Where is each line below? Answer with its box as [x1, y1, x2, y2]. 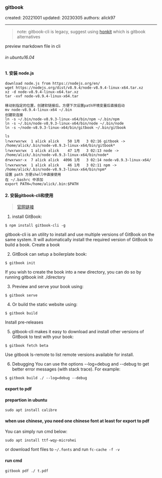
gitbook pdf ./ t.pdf [5, 468, 49, 473]
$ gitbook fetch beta [5, 343, 49, 348]
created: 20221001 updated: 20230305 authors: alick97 [5, 15, 116, 21]
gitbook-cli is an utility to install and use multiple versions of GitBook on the [5, 231, 155, 237]
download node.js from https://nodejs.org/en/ [5, 81, 100, 86]
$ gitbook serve [5, 293, 38, 298]
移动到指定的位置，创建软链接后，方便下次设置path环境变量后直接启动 [5, 103, 125, 108]
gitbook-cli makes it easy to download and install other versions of [12, 329, 144, 335]
